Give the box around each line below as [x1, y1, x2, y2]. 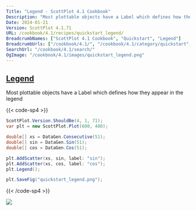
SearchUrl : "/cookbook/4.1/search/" [6, 47, 95, 53]
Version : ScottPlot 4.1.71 [6, 25, 72, 31]
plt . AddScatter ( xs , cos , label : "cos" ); [6, 161, 106, 167]
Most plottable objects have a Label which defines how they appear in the [6, 89, 184, 96]
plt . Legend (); [6, 166, 41, 172]
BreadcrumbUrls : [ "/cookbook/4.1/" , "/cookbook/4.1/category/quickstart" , [6, 41, 192, 47]
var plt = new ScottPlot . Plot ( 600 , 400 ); [6, 123, 108, 129]
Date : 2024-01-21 [6, 19, 48, 25]
